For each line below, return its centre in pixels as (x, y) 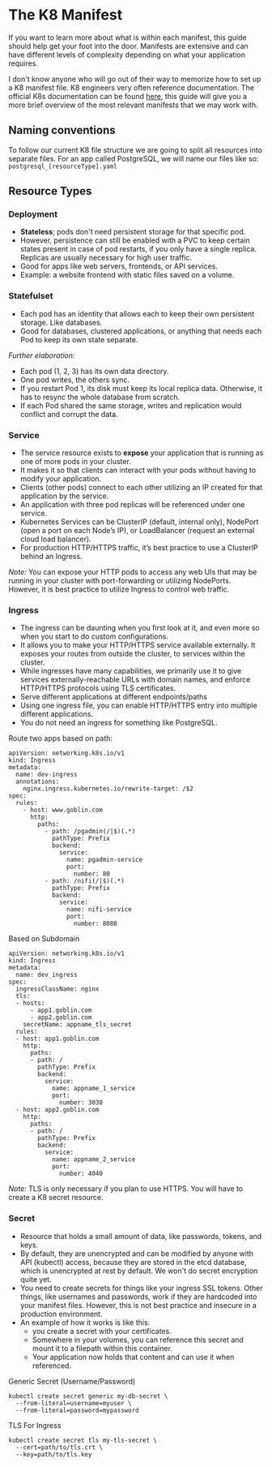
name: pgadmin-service (104, 860)
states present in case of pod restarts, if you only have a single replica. (138, 249)
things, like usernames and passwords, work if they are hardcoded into (138, 1297)
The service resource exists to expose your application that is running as (142, 453)
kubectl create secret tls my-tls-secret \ (83, 1440)
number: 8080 (95, 924)
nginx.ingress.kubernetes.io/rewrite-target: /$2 (108, 789)
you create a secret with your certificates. (102, 1331)
